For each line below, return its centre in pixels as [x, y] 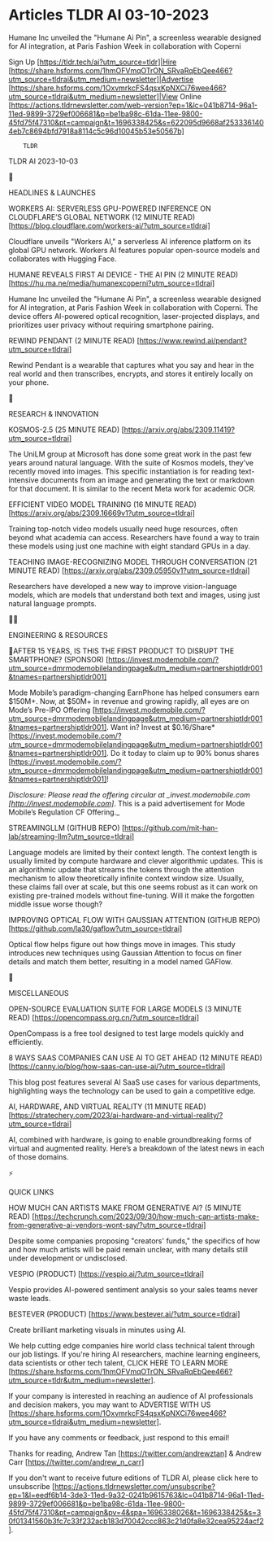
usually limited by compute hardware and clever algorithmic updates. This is [136, 861]
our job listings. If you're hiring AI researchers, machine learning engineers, [134, 1354]
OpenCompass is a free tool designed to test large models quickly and [126, 1033]
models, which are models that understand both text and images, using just [134, 595]
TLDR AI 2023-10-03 [43, 161]
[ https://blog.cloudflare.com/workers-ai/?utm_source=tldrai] [109, 225]
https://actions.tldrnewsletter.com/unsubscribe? [135, 1486]
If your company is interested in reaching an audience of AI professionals [131, 1396]
